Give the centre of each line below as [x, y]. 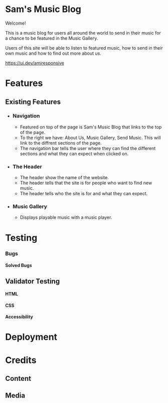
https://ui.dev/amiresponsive [35, 63]
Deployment [31, 337]
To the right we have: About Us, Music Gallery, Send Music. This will [91, 138]
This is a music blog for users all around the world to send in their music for [83, 33]
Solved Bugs [19, 265]
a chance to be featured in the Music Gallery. [52, 38]
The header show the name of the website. [64, 178]
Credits [21, 360]
